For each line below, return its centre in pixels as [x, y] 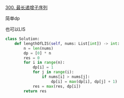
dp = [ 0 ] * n [38, 53]
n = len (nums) [39, 48]
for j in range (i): [53, 72]
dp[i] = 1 [43, 67]
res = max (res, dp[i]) [57, 86]
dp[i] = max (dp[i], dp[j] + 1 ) [84, 81]
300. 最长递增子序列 [26, 7]
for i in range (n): [44, 63]
